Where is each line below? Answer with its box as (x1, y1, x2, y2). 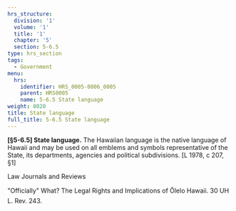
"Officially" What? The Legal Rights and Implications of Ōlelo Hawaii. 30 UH (7, 186, 230, 195)
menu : (7, 70, 24, 77)
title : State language (7, 109, 75, 117)
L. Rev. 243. (7, 196, 43, 205)
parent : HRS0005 (20, 90, 69, 97)
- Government (14, 63, 53, 70)
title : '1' (14, 30, 46, 38)
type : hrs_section (7, 50, 62, 58)
